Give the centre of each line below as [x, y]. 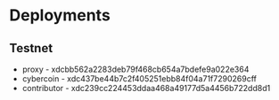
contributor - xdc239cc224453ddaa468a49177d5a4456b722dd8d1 [146, 88]
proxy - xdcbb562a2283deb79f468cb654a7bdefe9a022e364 [135, 69]
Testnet [31, 48]
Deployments [60, 15]
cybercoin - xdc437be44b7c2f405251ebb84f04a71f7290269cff [139, 79]
